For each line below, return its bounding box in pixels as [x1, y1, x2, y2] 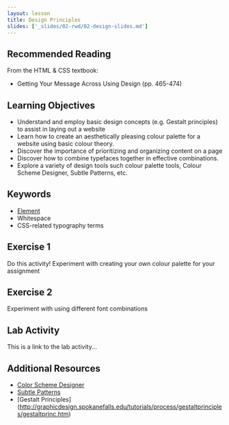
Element [16, 206, 41, 215]
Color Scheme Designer [16, 381, 85, 389]
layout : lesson [7, 10, 51, 17]
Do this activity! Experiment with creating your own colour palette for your [7, 259, 215, 267]
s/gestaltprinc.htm [16, 410, 69, 418]
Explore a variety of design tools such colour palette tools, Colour [16, 162, 202, 169]
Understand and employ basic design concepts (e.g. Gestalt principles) [16, 118, 218, 125]
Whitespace [16, 214, 51, 222]
